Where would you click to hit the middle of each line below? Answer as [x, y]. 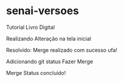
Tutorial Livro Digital [30, 27]
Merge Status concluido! [36, 73]
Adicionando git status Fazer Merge [50, 61]
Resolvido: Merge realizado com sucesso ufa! [62, 50]
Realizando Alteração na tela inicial [49, 38]
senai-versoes [43, 11]
